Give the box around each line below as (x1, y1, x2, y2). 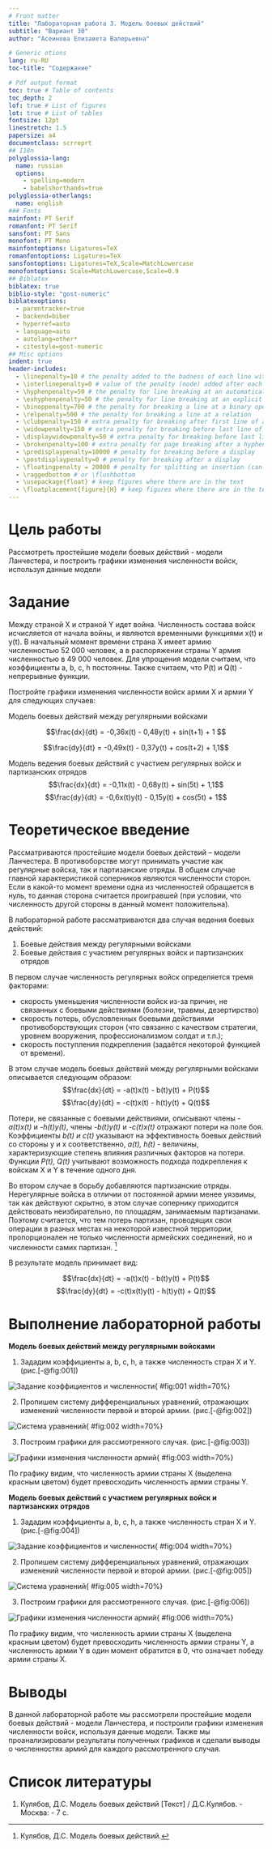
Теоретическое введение (8, 821, 190, 839)
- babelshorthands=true (23, 184, 104, 193)
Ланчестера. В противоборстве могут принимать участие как (8, 856, 224, 865)
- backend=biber (15, 313, 70, 321)
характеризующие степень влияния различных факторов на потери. (8, 1147, 245, 1157)
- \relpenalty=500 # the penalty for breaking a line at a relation (15, 410, 252, 418)
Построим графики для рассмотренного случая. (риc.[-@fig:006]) (19, 1597, 250, 1607)
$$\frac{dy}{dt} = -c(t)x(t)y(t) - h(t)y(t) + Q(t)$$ (56, 1286, 216, 1296)
